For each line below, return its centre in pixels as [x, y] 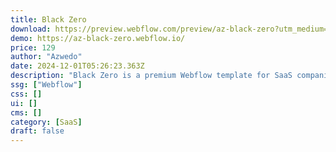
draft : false [37, 131]
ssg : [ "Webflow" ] [46, 85]
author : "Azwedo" [46, 57]
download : [31, 29]
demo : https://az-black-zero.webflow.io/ [98, 38]
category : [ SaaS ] [46, 122]
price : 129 [33, 47]
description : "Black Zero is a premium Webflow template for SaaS [151, 76]
